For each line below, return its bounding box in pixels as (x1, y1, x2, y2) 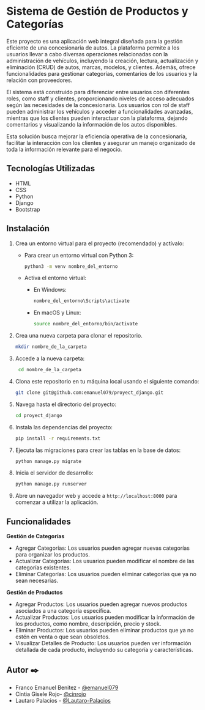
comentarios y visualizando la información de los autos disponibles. (6, 120, 177, 128)
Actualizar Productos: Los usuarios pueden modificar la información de (15, 613, 195, 621)
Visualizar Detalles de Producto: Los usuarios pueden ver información (15, 640, 192, 647)
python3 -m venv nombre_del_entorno (24, 263, 118, 270)
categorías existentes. (15, 564, 72, 571)
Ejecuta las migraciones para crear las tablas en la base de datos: (15, 446, 181, 454)
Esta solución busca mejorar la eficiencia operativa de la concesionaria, (6, 133, 187, 140)
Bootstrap (15, 205, 40, 213)
